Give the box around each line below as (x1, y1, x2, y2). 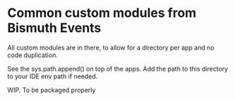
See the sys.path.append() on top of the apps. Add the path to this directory (7, 64, 229, 73)
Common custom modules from (7, 5, 197, 21)
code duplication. (7, 51, 58, 59)
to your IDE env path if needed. (7, 72, 98, 81)
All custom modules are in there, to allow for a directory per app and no (7, 43, 215, 52)
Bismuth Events (7, 20, 102, 36)
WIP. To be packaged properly (7, 85, 96, 94)
